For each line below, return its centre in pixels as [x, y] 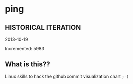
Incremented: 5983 [25, 49]
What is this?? [28, 64]
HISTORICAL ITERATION [43, 27]
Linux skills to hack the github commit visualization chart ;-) [67, 76]
